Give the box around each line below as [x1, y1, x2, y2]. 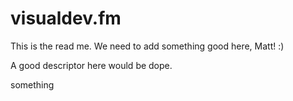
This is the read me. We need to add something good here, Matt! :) [10, 40, 285, 52]
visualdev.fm [10, 7, 122, 30]
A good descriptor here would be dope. [10, 59, 173, 71]
